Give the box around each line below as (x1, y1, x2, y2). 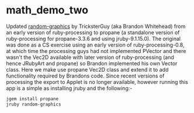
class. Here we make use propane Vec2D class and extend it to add (6, 66, 169, 73)
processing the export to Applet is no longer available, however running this (6, 78, 188, 85)
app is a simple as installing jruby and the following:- (6, 84, 133, 91)
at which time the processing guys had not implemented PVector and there (6, 47, 186, 54)
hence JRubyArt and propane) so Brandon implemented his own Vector (6, 59, 178, 67)
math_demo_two (6, 3, 89, 17)
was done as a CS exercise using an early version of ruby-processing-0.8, (6, 41, 185, 48)
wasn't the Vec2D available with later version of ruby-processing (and (6, 54, 174, 61)
